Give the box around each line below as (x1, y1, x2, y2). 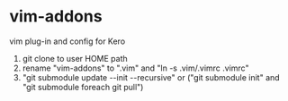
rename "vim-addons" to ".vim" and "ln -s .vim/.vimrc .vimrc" (22, 63, 249, 73)
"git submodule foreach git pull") (22, 81, 144, 92)
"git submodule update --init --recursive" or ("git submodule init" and (22, 72, 281, 82)
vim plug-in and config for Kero (9, 36, 126, 46)
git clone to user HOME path (22, 53, 128, 63)
